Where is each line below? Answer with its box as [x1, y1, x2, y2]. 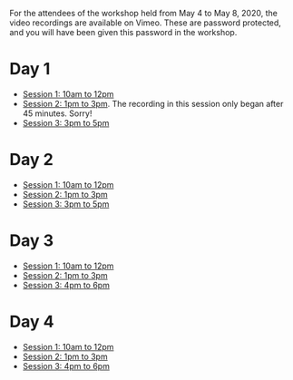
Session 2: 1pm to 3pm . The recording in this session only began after [22, 98, 284, 109]
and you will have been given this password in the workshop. [9, 27, 238, 37]
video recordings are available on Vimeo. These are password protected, [9, 17, 281, 28]
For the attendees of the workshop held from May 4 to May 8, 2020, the [9, 8, 278, 18]
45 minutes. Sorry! [22, 108, 93, 119]
